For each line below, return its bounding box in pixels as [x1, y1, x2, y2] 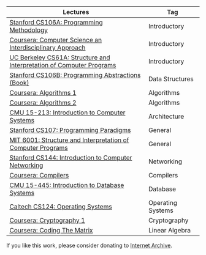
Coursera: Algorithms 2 [9, 98, 77, 106]
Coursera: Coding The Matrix [9, 226, 93, 234]
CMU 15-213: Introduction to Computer [9, 108, 126, 117]
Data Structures [148, 75, 194, 83]
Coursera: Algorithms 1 [9, 89, 77, 97]
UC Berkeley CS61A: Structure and [9, 53, 110, 62]
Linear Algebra [148, 226, 191, 234]
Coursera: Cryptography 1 [9, 216, 86, 224]
